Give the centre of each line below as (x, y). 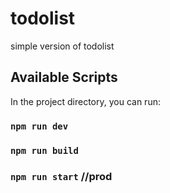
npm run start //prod (61, 176)
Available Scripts (64, 77)
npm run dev (39, 126)
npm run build (44, 150)
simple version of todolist (62, 46)
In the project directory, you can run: (85, 101)
